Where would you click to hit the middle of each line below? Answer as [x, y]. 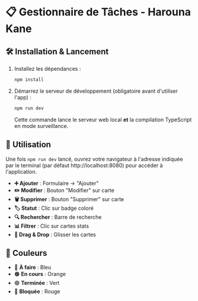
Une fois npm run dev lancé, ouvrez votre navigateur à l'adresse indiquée [94, 159]
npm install [29, 80]
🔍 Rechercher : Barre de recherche [58, 217]
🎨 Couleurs [26, 253]
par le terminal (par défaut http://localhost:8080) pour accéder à [84, 165]
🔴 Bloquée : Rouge [37, 291]
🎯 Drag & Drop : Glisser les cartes [55, 234]
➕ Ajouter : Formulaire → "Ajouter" [56, 183]
